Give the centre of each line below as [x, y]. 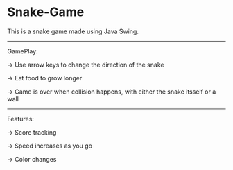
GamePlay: [23, 51]
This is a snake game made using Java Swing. [73, 31]
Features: [21, 119]
